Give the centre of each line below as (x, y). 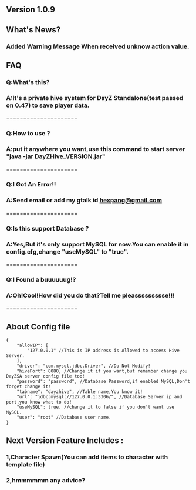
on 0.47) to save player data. (48, 105)
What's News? (33, 30)
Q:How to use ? (28, 134)
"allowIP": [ (33, 345)
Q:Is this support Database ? (48, 228)
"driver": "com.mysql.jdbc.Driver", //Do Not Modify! (84, 366)
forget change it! (28, 386)
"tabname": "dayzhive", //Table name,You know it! (80, 392)
